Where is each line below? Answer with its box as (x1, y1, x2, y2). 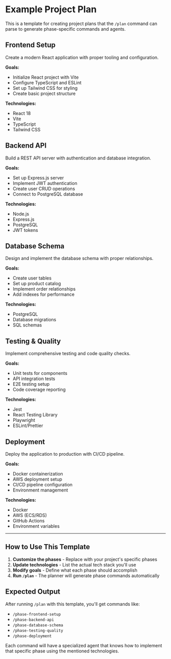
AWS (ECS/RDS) (12, 512, 47, 518)
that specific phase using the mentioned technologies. (5, 648, 120, 654)
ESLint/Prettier (12, 422, 43, 429)
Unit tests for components (12, 370, 68, 376)
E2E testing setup (12, 381, 50, 387)
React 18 (12, 110, 31, 116)
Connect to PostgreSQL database (12, 191, 83, 197)
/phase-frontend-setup (12, 611, 61, 617)
